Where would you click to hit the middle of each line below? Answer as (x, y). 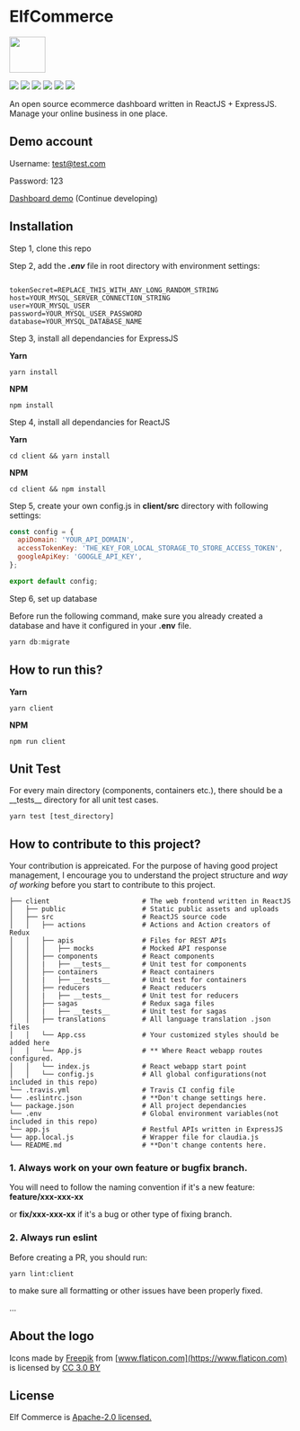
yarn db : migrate (40, 642)
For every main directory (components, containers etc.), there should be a (146, 791)
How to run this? (56, 671)
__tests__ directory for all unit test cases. (84, 800)
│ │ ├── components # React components (112, 957)
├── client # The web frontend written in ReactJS (150, 901)
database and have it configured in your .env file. (101, 625)
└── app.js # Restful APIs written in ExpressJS (146, 1130)
